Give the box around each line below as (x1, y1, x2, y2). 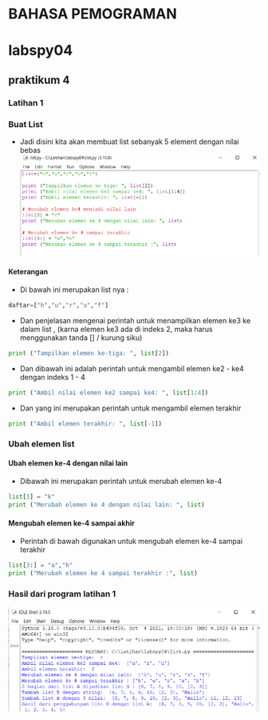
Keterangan (8, 267, 49, 277)
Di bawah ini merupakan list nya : (19, 285, 129, 294)
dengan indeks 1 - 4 (19, 372, 85, 382)
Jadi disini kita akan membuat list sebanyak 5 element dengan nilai (19, 137, 239, 146)
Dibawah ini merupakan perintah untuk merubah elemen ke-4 (19, 476, 223, 486)
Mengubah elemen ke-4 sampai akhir (8, 518, 136, 528)
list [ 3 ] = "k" (8, 493, 56, 501)
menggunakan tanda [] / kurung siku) (19, 333, 143, 342)
